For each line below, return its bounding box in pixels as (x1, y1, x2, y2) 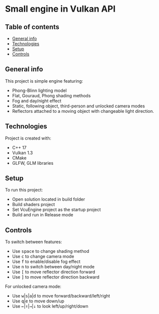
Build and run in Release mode (12, 212, 73, 218)
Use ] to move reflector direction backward (12, 274, 100, 280)
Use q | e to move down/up (12, 298, 65, 304)
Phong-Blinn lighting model (12, 87, 67, 93)
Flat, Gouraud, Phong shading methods (12, 92, 91, 98)
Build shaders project (12, 202, 55, 208)
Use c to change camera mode (12, 254, 74, 260)
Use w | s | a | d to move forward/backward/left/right (12, 293, 110, 299)
